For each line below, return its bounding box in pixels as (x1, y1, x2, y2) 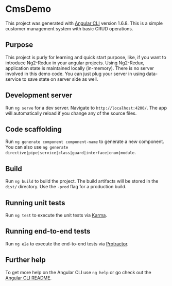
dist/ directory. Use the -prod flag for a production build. (5, 184, 127, 190)
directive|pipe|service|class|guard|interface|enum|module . (5, 150, 136, 156)
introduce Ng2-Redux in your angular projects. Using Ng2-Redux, (5, 60, 145, 66)
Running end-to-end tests (5, 227, 91, 236)
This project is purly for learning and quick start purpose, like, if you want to (5, 54, 166, 60)
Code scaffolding (5, 124, 62, 134)
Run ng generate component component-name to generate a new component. (5, 138, 165, 145)
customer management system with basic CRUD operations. (5, 25, 133, 31)
